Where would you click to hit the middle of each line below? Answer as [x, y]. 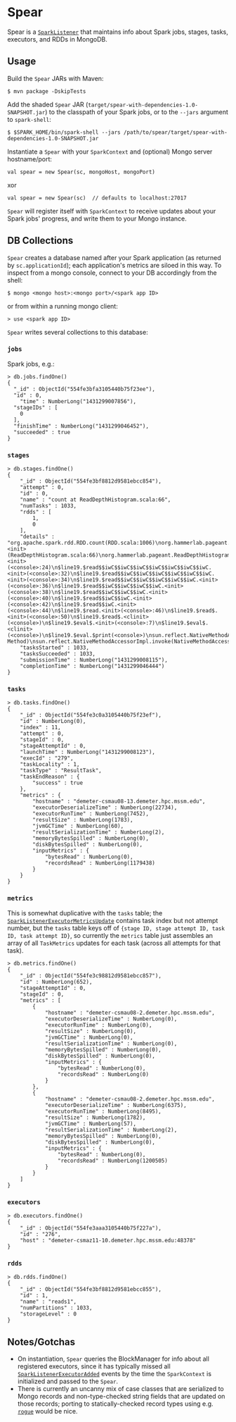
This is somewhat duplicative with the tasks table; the [85, 913]
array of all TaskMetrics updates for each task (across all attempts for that [114, 943]
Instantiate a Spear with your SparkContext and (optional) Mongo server [110, 152]
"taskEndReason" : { [50, 777]
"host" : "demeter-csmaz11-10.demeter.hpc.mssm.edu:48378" [108, 1241]
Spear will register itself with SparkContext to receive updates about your [112, 211]
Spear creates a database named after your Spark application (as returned [114, 257]
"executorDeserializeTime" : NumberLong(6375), [116, 1105]
